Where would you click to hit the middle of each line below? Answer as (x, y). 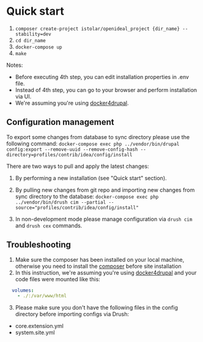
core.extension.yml (39, 326)
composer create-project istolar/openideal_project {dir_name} (98, 29)
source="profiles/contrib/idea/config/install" (77, 207)
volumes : (23, 290)
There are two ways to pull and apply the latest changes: (78, 166)
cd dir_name (30, 40)
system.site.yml (35, 333)
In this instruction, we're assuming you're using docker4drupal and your (106, 272)
